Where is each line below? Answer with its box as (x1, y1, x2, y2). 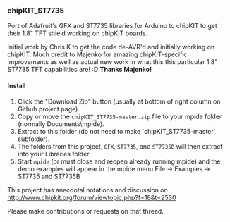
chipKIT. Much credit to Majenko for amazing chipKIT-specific (7, 50, 188, 58)
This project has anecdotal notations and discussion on (7, 185, 168, 194)
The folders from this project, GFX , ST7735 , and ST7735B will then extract (17, 142, 223, 150)
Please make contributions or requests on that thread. (7, 206, 164, 215)
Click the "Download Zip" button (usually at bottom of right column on (17, 97, 221, 106)
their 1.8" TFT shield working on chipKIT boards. (7, 29, 148, 37)
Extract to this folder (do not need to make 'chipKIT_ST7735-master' (17, 127, 216, 135)
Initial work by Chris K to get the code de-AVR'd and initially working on (7, 43, 215, 51)
